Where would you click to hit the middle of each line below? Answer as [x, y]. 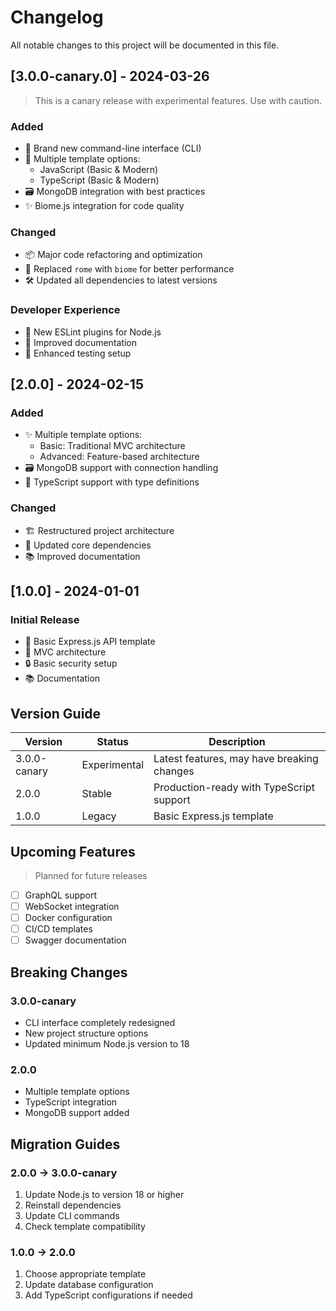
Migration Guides [65, 1144]
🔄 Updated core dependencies [88, 545]
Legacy [99, 816]
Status [113, 742]
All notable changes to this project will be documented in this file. [145, 45]
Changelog [57, 17]
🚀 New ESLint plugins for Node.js [93, 332]
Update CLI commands [72, 1215]
